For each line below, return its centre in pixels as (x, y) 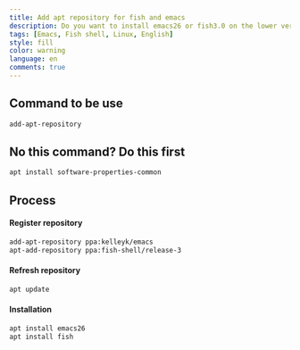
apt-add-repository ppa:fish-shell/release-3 (95, 250)
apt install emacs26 (48, 328)
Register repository (46, 223)
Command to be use (66, 104)
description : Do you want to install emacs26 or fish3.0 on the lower (143, 26)
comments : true (37, 68)
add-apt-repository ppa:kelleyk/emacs (81, 242)
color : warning (37, 51)
